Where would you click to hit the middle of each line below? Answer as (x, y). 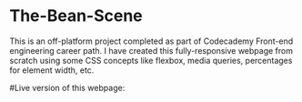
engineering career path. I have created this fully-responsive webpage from (151, 50)
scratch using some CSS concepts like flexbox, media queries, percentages (151, 60)
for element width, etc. (52, 70)
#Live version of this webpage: (67, 87)
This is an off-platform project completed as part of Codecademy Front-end (151, 41)
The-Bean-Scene (76, 16)
